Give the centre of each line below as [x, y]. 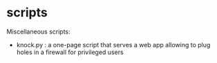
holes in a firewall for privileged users [70, 52]
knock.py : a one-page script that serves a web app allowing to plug [113, 45]
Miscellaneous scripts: [38, 32]
